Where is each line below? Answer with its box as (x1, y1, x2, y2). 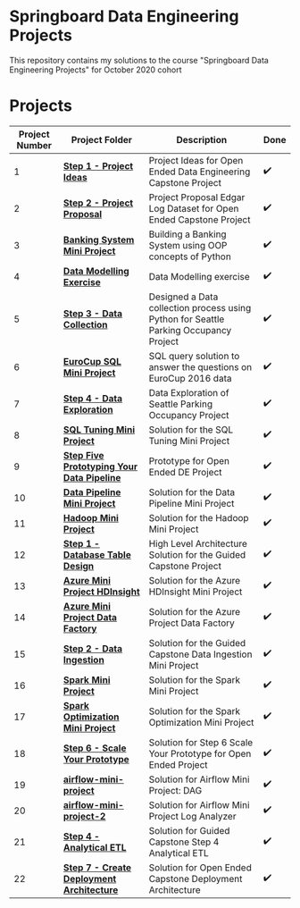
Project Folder (71, 133, 132, 146)
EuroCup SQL (62, 355, 122, 367)
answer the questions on (148, 360, 253, 373)
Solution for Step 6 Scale (148, 736, 254, 748)
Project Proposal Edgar (148, 190, 246, 203)
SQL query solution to (148, 349, 240, 362)
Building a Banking (148, 228, 227, 240)
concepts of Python (148, 250, 232, 263)
